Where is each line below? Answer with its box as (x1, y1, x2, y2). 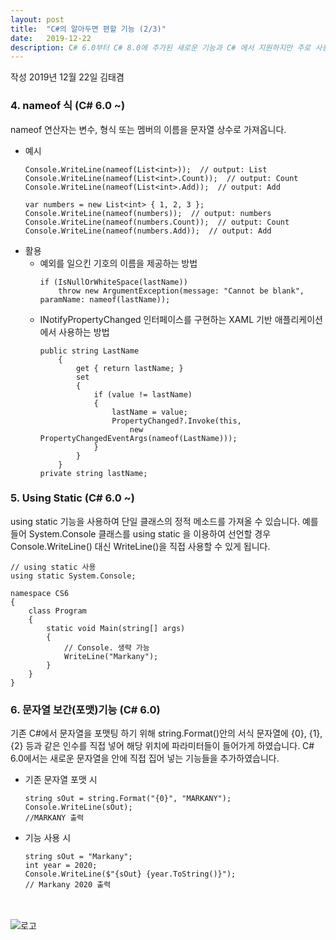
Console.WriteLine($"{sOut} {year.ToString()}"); (24, 869, 237, 880)
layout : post (10, 14, 65, 25)
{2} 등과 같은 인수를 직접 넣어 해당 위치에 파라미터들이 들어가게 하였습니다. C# (10, 740, 315, 752)
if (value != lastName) (93, 389, 193, 400)
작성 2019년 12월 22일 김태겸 (10, 71, 125, 83)
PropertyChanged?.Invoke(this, (111, 416, 242, 426)
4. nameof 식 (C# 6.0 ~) (10, 99, 126, 113)
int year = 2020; (24, 861, 98, 871)
